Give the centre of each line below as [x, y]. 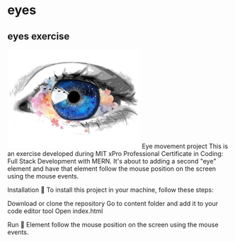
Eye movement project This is [185, 146]
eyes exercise [39, 36]
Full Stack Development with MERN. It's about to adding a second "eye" [112, 161]
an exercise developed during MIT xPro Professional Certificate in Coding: [115, 153]
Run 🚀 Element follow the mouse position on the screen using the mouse [113, 225]
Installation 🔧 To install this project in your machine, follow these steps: [110, 190]
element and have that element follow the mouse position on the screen [112, 169]
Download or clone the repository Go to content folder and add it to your [113, 204]
